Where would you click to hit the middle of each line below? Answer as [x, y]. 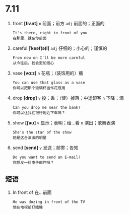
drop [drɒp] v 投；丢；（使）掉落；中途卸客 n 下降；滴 [68, 98]
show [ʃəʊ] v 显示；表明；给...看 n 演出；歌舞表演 [64, 123]
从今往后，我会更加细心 [33, 63]
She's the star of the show [42, 132]
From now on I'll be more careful [49, 58]
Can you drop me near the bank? [46, 107]
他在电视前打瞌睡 [27, 207]
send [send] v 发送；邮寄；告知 [45, 148]
